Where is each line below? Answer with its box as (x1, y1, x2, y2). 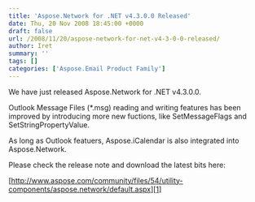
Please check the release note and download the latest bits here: (8, 160, 226, 170)
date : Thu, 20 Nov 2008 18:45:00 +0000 (8, 19, 144, 28)
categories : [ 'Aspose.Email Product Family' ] (8, 65, 165, 73)
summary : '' (8, 49, 49, 58)
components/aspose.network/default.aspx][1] (8, 184, 162, 194)
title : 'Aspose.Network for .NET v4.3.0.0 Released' (8, 11, 191, 20)
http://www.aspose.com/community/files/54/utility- (11, 175, 183, 185)
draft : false (8, 27, 53, 35)
